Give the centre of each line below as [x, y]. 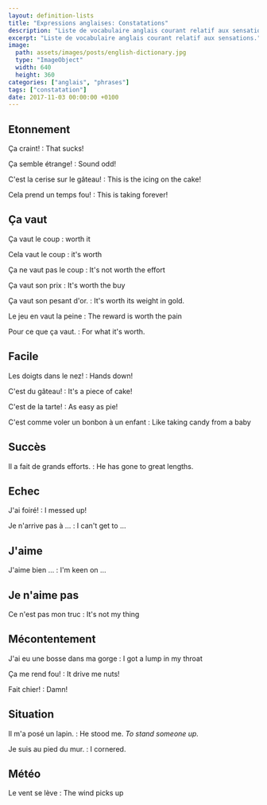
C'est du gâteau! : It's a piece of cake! [70, 391]
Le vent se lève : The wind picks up [66, 793]
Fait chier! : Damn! [38, 689]
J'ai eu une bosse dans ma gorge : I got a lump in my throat [105, 658]
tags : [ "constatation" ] [48, 90]
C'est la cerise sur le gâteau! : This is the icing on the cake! [104, 179]
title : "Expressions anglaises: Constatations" [89, 23]
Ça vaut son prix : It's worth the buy [67, 285]
